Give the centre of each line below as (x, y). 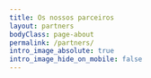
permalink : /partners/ (52, 43)
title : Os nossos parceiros (62, 17)
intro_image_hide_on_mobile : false (76, 59)
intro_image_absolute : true (62, 51)
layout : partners (42, 26)
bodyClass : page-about (52, 34)
